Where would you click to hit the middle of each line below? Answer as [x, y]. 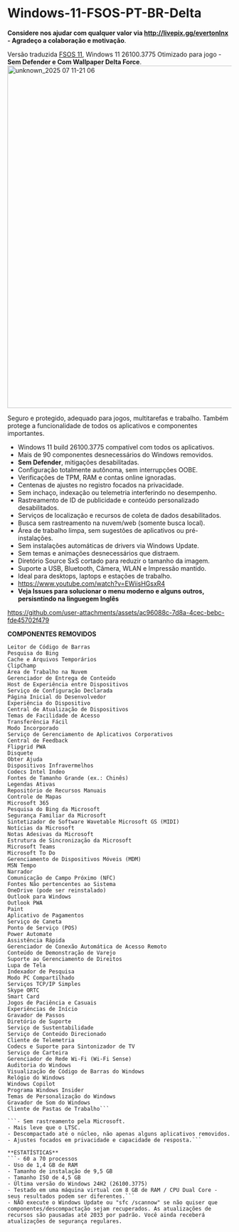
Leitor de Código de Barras [49, 647]
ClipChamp [22, 666]
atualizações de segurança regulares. [65, 1221]
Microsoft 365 [28, 803]
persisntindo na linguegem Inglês [68, 599]
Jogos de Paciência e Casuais [52, 1003]
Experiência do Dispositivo [49, 703]
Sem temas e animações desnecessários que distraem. [99, 553]
